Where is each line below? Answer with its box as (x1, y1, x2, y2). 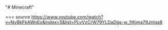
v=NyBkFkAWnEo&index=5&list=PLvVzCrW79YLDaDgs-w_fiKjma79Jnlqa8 (5, 19, 163, 25)
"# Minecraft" (5, 4, 34, 10)
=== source (5, 14, 30, 19)
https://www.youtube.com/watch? (31, 14, 104, 19)
